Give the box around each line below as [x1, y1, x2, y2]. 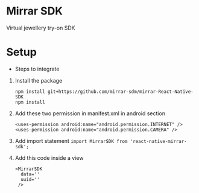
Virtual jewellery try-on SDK [6, 24, 75, 31]
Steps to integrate [14, 65, 60, 72]
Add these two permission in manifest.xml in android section [14, 110, 166, 117]
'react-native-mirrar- [130, 138, 187, 144]
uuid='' [21, 176, 40, 182]
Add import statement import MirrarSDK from [14, 137, 128, 144]
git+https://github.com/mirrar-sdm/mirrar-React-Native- [47, 89, 194, 95]
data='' [21, 171, 40, 177]
